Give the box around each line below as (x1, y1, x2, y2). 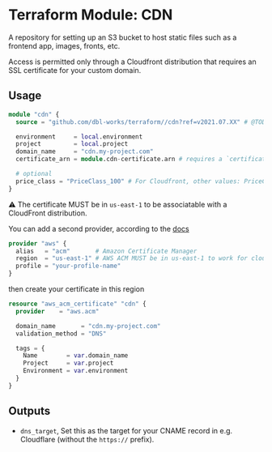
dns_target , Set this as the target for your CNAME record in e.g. (19, 425, 233, 435)
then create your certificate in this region (8, 284, 145, 293)
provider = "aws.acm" (15, 307, 100, 315)
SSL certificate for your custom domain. (8, 65, 142, 75)
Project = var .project (23, 359, 114, 368)
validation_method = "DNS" (15, 330, 107, 338)
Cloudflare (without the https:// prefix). (19, 434, 155, 444)
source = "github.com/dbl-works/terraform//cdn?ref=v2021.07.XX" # (15, 117, 249, 126)
